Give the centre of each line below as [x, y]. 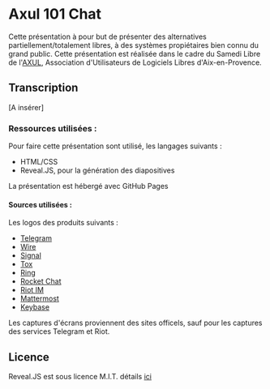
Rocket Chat [41, 281]
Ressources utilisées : [53, 128]
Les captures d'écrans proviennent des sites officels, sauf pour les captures [135, 323]
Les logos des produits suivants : [64, 223]
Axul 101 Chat [55, 14]
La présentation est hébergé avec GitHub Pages [88, 186]
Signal [31, 255]
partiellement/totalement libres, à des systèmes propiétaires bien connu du [134, 45]
